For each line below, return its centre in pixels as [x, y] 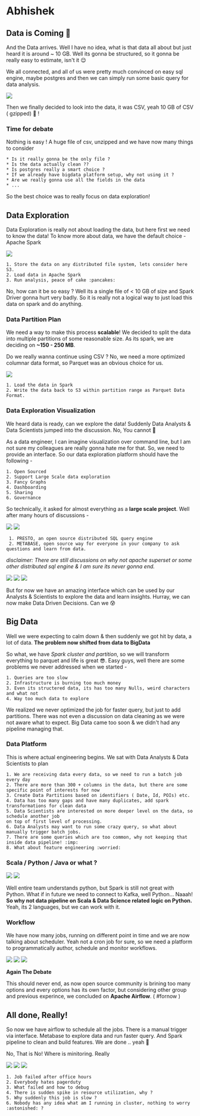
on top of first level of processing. [54, 821]
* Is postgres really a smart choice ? [56, 170]
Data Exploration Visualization [51, 410]
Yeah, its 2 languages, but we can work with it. [63, 907]
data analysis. [23, 84]
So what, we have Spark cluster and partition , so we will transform [88, 654]
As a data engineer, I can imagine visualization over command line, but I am [99, 442]
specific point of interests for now [53, 790]
